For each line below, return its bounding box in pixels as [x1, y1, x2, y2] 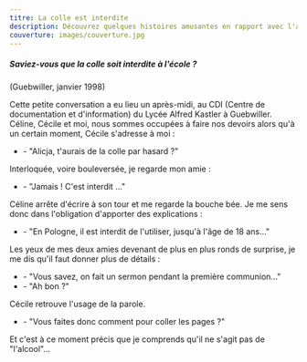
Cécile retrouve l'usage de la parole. [9, 298, 146, 310]
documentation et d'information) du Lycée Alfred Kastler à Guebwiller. [9, 109, 272, 119]
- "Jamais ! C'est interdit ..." [22, 181, 126, 192]
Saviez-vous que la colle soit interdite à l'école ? [9, 58, 197, 69]
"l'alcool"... [9, 344, 51, 355]
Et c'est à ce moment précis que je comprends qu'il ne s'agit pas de [9, 334, 265, 345]
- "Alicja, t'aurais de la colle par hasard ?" [22, 146, 179, 157]
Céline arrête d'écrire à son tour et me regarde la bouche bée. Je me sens [9, 199, 289, 210]
